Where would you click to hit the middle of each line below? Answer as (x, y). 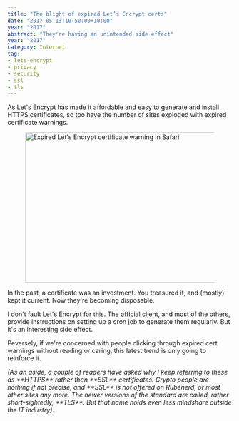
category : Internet (36, 47)
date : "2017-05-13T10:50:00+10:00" (60, 21)
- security (24, 73)
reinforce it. (24, 358)
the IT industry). (31, 410)
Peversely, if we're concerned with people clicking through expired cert (112, 343)
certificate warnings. (38, 123)
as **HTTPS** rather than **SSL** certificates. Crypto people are (108, 380)
